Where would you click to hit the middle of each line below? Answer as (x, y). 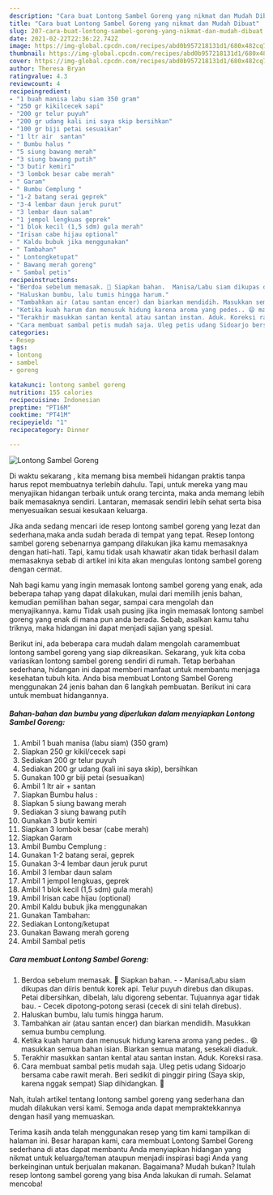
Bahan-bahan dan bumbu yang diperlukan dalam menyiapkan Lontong (132, 713)
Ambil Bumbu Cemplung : (64, 846)
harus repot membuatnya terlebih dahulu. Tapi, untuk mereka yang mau (128, 484)
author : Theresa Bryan (47, 69)
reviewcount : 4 (35, 84)
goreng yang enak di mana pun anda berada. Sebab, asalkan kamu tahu (129, 619)
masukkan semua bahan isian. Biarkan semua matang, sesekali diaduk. (139, 1049)
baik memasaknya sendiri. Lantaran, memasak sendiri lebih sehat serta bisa (135, 501)
